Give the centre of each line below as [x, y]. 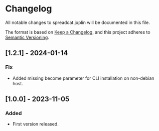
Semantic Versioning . [27, 37]
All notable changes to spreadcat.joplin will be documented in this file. [78, 22]
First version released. [35, 124]
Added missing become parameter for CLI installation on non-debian [83, 78]
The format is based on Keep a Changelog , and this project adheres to [78, 32]
